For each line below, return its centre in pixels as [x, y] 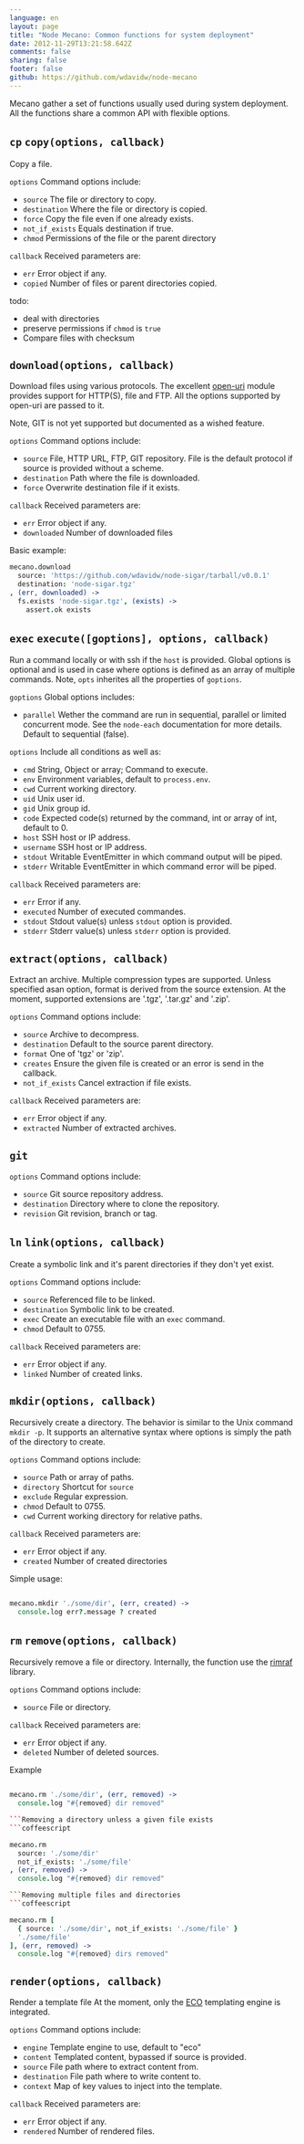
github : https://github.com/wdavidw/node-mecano [103, 78]
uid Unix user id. [53, 799]
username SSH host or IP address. [85, 847]
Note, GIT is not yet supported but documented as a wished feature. [137, 423]
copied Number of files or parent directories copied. [120, 283]
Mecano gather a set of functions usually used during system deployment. [149, 103]
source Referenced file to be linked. [89, 1299]
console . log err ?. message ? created [87, 1612]
